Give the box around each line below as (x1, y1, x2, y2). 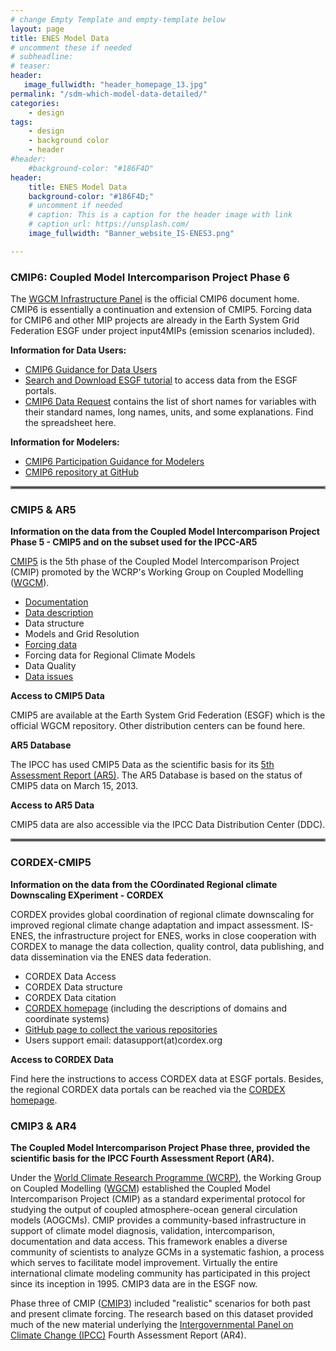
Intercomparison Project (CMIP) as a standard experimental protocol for (10, 1192, 306, 1205)
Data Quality (24, 660, 77, 672)
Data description (24, 607, 94, 619)
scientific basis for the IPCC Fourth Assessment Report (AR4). (10, 1152, 275, 1164)
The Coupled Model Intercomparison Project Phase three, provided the (10, 1141, 311, 1153)
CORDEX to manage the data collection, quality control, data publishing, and (10, 940, 325, 952)
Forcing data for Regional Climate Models (24, 649, 196, 661)
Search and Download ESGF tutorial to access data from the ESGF (24, 374, 298, 386)
